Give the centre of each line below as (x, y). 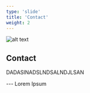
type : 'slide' (24, 12)
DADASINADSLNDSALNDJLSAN (45, 72)
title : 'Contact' (27, 17)
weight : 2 (18, 23)
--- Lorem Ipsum (26, 84)
